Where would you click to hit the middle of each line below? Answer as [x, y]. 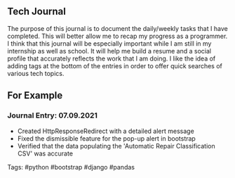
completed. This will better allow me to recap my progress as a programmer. [117, 36]
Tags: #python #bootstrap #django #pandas [71, 167]
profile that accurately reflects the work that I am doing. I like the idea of [112, 58]
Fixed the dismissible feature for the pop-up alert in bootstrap [107, 138]
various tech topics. [36, 73]
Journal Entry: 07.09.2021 [53, 115]
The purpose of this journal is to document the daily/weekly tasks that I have [117, 28]
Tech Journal [37, 12]
